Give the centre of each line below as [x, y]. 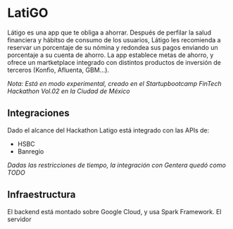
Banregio [31, 151]
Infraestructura [42, 195]
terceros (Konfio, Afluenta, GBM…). [58, 70]
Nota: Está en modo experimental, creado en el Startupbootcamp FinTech [114, 83]
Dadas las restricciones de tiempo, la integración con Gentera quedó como [117, 165]
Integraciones [38, 113]
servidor [19, 219]
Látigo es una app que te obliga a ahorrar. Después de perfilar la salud [109, 32]
